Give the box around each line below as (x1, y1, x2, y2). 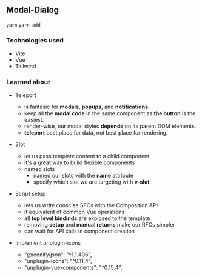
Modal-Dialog (6, 5, 59, 15)
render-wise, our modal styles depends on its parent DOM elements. (24, 122, 197, 130)
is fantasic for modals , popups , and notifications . (24, 103, 150, 111)
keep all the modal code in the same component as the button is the (24, 110, 196, 117)
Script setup (15, 190, 46, 198)
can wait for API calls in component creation (24, 227, 135, 235)
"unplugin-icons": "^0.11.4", (24, 258, 92, 265)
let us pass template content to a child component (24, 153, 150, 160)
